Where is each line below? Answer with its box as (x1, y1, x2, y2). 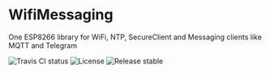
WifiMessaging (8, 6, 114, 24)
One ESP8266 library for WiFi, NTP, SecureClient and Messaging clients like (8, 32, 262, 42)
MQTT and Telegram (8, 40, 78, 50)
